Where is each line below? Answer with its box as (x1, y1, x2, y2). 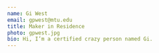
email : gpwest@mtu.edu (7, 17, 73, 23)
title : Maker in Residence (7, 23, 85, 30)
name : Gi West (7, 10, 48, 17)
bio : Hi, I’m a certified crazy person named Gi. (7, 36, 153, 43)
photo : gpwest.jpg (7, 29, 60, 36)
